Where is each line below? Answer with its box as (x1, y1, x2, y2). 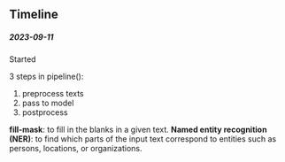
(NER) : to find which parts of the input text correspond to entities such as (9, 134, 277, 144)
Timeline (9, 7, 59, 22)
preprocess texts (21, 89, 84, 99)
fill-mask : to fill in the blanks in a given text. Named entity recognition (9, 124, 267, 135)
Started (9, 54, 37, 65)
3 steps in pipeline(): (9, 71, 84, 82)
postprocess (21, 107, 68, 118)
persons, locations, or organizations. (9, 143, 142, 154)
